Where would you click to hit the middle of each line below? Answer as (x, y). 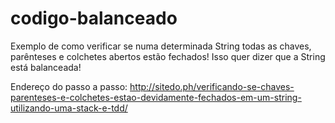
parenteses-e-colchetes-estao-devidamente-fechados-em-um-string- (156, 97)
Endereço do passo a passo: (69, 86)
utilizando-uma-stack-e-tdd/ (69, 108)
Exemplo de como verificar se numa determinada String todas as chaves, (161, 46)
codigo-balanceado (94, 18)
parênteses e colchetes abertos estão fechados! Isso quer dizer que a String (168, 56)
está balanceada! (46, 67)
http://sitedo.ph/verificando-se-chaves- (212, 86)
